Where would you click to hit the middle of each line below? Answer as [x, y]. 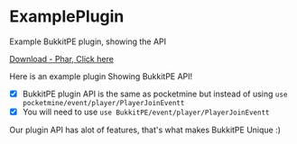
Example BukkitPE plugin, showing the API [88, 41]
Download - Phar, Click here [62, 58]
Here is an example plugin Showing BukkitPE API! [101, 76]
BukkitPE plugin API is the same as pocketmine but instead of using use [155, 94]
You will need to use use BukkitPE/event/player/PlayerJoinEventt [146, 112]
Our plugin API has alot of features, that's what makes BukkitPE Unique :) [145, 130]
